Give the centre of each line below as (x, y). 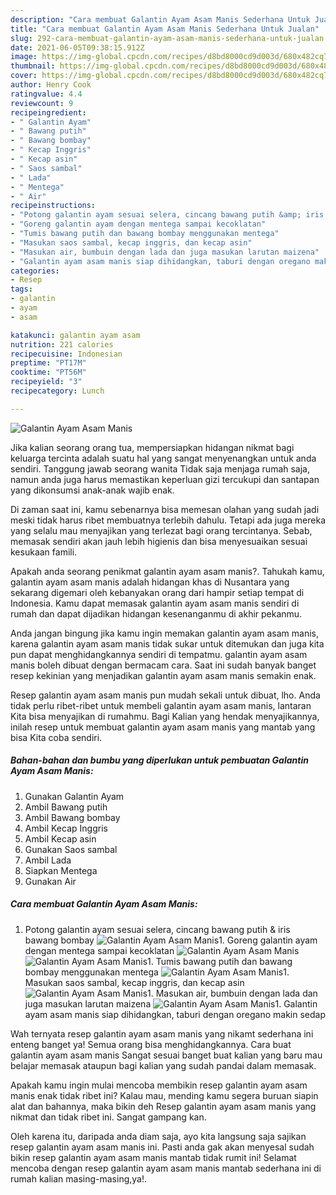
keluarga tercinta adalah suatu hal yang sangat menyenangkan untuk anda (163, 458)
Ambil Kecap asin (60, 838)
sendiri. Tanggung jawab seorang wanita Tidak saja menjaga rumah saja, (160, 468)
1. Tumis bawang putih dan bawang (220, 961)
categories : (35, 271)
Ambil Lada (48, 860)
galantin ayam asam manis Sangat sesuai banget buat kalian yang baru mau (166, 1055)
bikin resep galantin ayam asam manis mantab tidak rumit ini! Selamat (153, 1157)
